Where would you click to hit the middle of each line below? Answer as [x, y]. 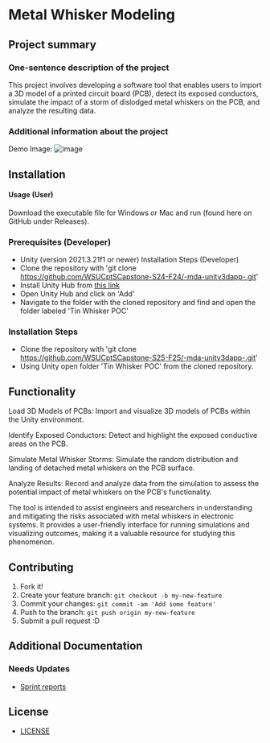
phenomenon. [31, 542]
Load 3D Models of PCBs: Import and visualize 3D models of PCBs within [129, 411]
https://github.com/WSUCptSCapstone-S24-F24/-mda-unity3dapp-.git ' [139, 277]
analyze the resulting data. [52, 110]
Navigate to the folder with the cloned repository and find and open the [137, 303]
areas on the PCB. [38, 444]
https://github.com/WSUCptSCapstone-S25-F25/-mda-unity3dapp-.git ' [139, 358]
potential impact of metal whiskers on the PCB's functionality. [110, 492]
